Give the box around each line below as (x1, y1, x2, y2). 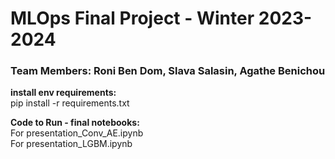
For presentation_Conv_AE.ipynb (10, 127, 144, 139)
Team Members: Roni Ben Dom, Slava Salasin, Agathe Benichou (10, 64, 326, 78)
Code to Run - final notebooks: (10, 117, 140, 129)
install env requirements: (10, 87, 117, 99)
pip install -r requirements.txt (10, 97, 130, 109)
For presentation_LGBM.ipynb (10, 138, 133, 150)
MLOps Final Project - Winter (10, 7, 255, 30)
